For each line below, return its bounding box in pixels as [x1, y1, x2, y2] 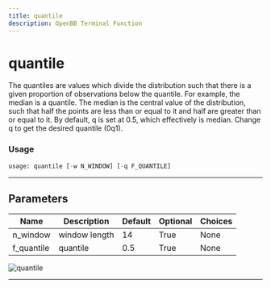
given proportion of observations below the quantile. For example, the [8, 90, 240, 99]
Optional [158, 215, 193, 227]
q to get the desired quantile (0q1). [8, 123, 123, 133]
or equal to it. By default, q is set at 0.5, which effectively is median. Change [8, 115, 261, 125]
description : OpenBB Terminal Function [8, 19, 143, 27]
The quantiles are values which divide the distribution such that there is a [8, 81, 252, 90]
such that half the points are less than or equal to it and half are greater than [8, 106, 261, 116]
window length [58, 229, 115, 240]
